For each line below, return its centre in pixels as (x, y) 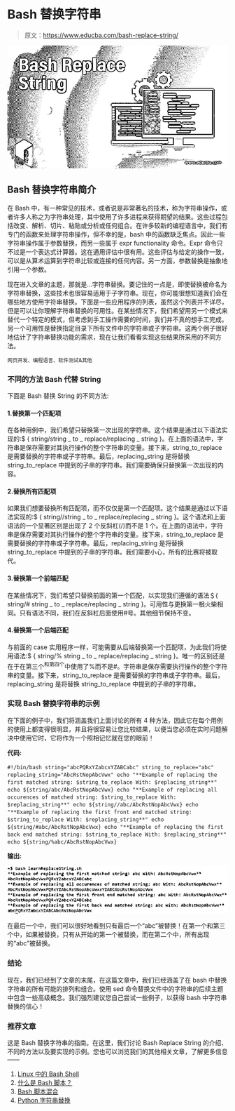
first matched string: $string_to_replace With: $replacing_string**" (112, 782)
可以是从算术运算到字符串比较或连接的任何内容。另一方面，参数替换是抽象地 (117, 260)
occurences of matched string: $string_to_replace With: (92, 797)
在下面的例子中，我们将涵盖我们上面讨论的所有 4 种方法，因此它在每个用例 (115, 720)
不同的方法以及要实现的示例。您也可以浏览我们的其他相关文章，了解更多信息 (117, 1051)
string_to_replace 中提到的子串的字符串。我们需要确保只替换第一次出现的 (113, 465)
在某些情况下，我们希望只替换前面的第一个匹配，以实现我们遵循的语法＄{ (113, 595)
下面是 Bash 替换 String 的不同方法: (58, 396)
